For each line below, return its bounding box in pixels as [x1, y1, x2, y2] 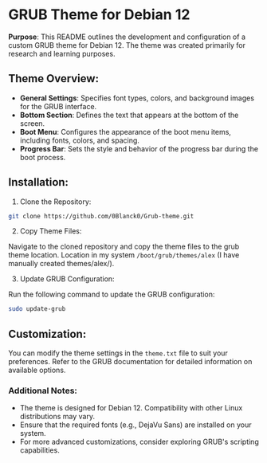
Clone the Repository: [19, 197, 92, 206]
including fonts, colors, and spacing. [19, 135, 139, 145]
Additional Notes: [8, 385, 78, 396]
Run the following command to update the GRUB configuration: [8, 289, 215, 300]
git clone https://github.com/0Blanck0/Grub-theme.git [8, 212, 194, 220]
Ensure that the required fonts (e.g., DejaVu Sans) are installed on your [19, 420, 252, 430]
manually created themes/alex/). [8, 259, 115, 269]
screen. [19, 118, 45, 128]
